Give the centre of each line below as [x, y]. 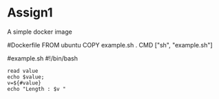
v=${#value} [24, 83]
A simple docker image [40, 32]
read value [23, 71]
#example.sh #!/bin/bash [42, 58]
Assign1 [30, 13]
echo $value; [26, 77]
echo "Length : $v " [37, 89]
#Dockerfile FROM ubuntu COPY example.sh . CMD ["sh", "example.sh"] [110, 45]
